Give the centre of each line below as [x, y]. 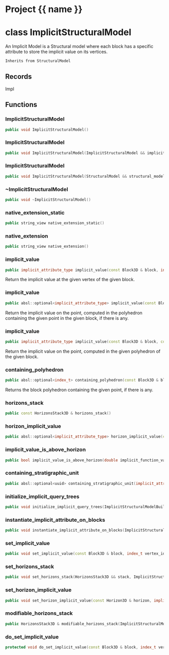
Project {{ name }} [44, 9]
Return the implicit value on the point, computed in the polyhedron [74, 313]
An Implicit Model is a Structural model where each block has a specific [79, 46]
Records [19, 77]
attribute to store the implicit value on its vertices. [57, 52]
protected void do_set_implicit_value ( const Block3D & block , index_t [81, 647]
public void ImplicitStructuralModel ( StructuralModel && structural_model [85, 176]
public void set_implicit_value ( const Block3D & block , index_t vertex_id [85, 554]
